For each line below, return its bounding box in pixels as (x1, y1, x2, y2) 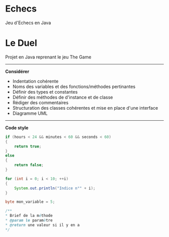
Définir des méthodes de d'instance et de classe (12, 94, 113, 100)
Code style (5, 124, 29, 131)
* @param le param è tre (5, 218, 53, 223)
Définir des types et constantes (12, 89, 78, 95)
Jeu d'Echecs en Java (5, 20, 51, 26)
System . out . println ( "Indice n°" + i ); (14, 186, 96, 191)
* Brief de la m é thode (5, 213, 53, 218)
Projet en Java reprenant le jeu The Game (5, 54, 92, 60)
